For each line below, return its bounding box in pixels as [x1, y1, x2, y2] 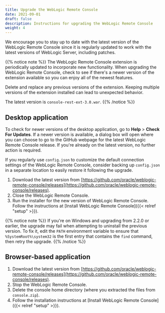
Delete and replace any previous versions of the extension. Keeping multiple [5, 84, 160, 90]
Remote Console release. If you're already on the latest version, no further [5, 142, 156, 148]
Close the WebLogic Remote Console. [12, 192, 90, 198]
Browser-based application [5, 253, 91, 261]
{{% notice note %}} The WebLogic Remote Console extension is [5, 59, 137, 65]
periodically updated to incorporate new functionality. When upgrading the [5, 64, 157, 70]
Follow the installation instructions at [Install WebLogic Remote [12, 297, 139, 303]
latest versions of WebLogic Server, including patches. [5, 50, 116, 56]
